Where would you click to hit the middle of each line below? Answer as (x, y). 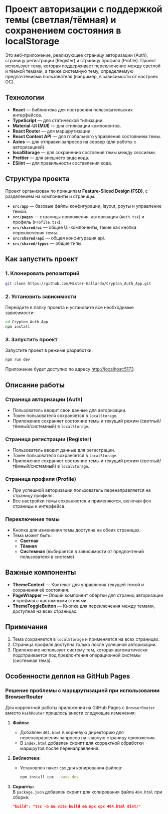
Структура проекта (37, 179)
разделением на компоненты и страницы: (50, 196)
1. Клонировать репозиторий (42, 273)
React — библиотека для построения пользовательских (72, 109)
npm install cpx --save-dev (49, 777)
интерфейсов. (27, 115)
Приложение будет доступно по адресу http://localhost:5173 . (70, 369)
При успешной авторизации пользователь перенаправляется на (82, 490)
